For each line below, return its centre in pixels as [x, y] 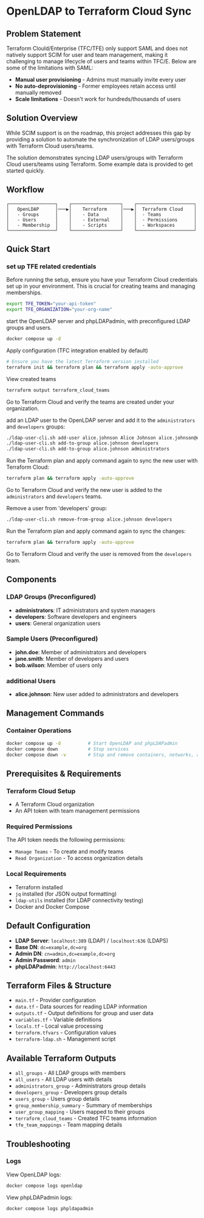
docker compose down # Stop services [68, 749]
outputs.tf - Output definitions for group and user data [84, 1013]
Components [31, 579]
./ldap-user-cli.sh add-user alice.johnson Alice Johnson [81, 438]
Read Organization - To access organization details [79, 858]
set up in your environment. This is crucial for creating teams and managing [101, 286]
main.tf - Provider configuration [55, 1000]
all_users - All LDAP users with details [63, 1080]
